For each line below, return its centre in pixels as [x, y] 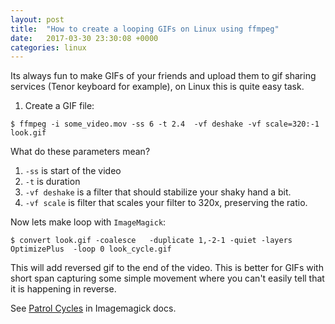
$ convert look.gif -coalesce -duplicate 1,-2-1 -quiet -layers [151, 241]
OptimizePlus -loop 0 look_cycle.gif [91, 249]
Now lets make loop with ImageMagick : [88, 222]
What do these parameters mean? [80, 152]
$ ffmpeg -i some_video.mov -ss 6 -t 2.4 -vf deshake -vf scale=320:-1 [165, 124]
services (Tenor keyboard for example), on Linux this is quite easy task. [157, 87]
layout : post [37, 19]
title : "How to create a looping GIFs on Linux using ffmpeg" [145, 29]
